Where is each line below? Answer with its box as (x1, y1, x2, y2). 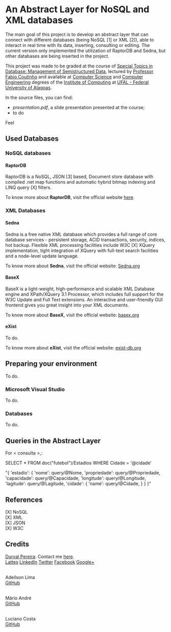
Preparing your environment (5, 360, 97, 368)
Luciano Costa (5, 616, 36, 622)
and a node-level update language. (5, 252, 79, 259)
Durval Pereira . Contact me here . (5, 553, 75, 560)
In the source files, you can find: (5, 94, 73, 100)
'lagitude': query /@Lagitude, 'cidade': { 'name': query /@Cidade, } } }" (5, 481, 152, 487)
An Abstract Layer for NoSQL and (5, 4, 150, 15)
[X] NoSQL (5, 509, 28, 515)
